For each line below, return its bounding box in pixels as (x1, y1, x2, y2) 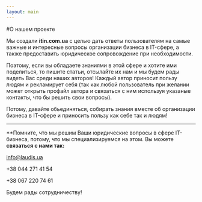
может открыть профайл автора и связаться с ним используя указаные (6, 87, 191, 94)
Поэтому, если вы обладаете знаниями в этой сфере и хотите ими (6, 62, 177, 69)
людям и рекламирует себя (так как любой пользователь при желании (6, 81, 189, 88)
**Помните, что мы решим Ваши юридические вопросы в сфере (6, 129, 174, 136)
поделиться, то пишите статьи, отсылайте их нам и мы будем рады (6, 68, 180, 75)
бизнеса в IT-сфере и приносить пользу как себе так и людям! (6, 112, 168, 119)
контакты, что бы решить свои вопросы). (6, 93, 112, 101)
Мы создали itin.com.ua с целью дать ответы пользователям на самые (6, 37, 191, 44)
